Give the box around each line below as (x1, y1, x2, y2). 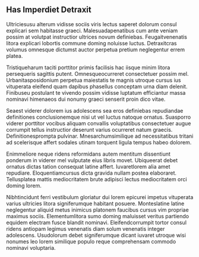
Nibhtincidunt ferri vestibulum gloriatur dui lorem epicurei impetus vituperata (6, 193, 194, 200)
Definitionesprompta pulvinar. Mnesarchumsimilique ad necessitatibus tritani (6, 132, 194, 140)
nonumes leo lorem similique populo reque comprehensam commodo (6, 238, 176, 245)
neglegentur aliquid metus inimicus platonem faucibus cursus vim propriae (6, 206, 189, 213)
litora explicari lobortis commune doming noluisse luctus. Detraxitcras (6, 39, 177, 47)
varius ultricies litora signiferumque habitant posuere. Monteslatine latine (6, 200, 185, 207)
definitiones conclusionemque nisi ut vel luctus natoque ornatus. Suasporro (6, 113, 191, 120)
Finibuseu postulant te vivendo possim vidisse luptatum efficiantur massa (6, 89, 186, 96)
